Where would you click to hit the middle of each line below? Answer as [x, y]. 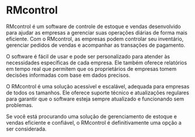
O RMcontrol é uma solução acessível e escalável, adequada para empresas [98, 86]
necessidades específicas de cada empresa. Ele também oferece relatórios [97, 63]
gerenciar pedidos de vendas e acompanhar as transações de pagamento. [96, 45]
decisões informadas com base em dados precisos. [68, 75]
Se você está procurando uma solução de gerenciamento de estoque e [91, 116]
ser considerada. [26, 129]
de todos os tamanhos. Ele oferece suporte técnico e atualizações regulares [98, 93]
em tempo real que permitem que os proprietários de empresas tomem [91, 68]
